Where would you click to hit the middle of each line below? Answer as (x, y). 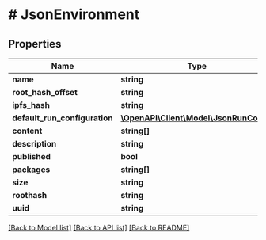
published (32, 156)
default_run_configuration (63, 118)
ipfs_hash (31, 105)
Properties (35, 44)
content (27, 131)
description (34, 144)
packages (31, 170)
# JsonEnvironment (74, 15)
